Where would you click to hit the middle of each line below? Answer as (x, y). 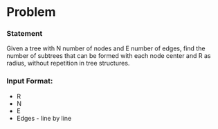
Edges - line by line (44, 118)
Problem (31, 12)
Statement (25, 34)
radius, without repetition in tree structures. (68, 63)
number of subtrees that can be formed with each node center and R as (109, 56)
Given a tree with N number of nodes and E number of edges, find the (106, 48)
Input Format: (30, 81)
